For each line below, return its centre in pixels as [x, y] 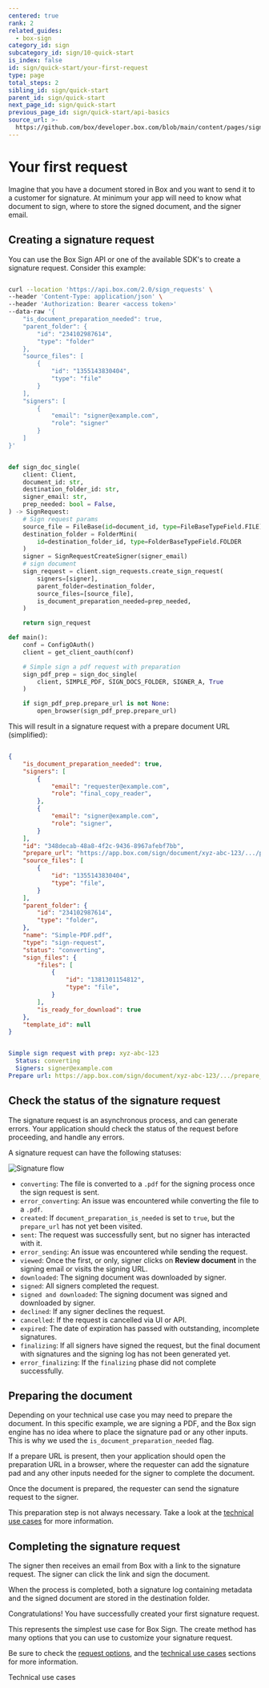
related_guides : [35, 30]
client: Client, [50, 474]
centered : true [34, 16]
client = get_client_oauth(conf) [78, 652]
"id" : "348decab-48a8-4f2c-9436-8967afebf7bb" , [103, 846]
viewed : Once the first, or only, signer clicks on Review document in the [138, 1260]
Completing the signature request [94, 1546]
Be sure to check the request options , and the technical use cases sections [132, 1654]
